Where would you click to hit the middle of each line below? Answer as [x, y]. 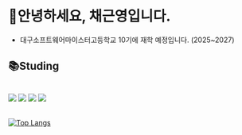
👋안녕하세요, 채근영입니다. [90, 16]
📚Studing [34, 66]
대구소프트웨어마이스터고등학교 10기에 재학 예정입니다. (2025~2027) [127, 40]
